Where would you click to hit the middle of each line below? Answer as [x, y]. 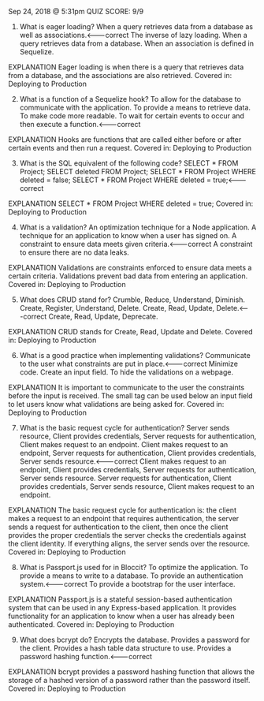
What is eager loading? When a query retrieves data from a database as [136, 26]
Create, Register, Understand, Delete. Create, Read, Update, [117, 308]
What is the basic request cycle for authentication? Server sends [125, 428]
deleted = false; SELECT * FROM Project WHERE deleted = [115, 180]
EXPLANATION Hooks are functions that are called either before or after [125, 140]
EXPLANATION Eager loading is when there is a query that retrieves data [126, 67]
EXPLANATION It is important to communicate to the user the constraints [126, 387]
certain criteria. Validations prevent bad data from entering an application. [128, 276]
